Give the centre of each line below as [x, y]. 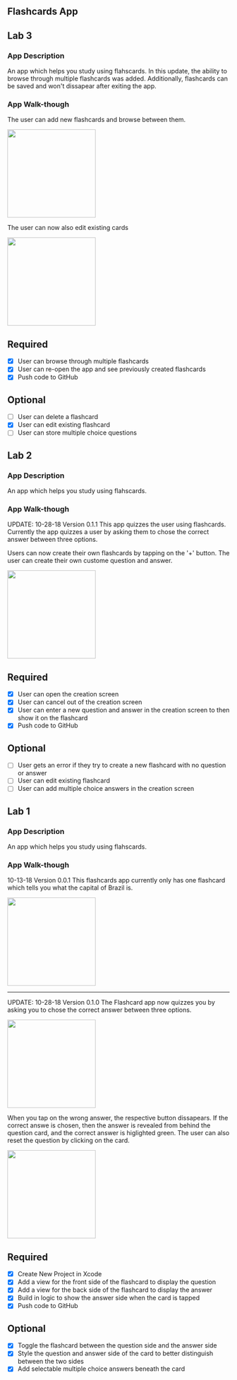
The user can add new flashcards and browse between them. [97, 120]
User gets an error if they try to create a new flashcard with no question [122, 765]
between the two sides [51, 1362]
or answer [32, 773]
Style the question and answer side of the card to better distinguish [115, 1353]
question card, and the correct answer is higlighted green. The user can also [119, 1133]
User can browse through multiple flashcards [83, 361]
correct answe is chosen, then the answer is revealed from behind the [109, 1125]
